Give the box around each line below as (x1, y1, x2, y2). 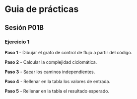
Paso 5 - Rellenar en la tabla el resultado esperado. (4, 88, 110, 94)
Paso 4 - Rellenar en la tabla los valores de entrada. (4, 78, 111, 84)
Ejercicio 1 (4, 38, 30, 45)
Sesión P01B (4, 23, 44, 32)
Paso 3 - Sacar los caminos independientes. (4, 69, 95, 75)
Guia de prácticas (4, 3, 79, 15)
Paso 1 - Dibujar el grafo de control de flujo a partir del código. (4, 49, 133, 55)
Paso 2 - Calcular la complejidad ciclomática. (4, 59, 97, 65)
